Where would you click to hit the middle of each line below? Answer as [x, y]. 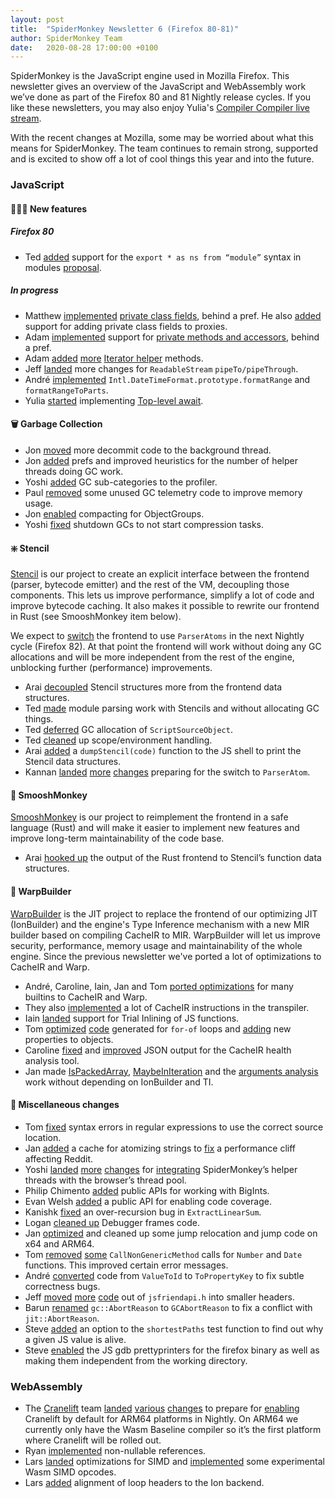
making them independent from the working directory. [136, 1360]
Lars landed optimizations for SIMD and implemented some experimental [174, 1462]
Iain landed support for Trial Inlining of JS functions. [132, 1018]
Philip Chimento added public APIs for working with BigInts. [147, 1190]
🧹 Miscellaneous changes [65, 1105]
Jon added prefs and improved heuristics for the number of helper [161, 460]
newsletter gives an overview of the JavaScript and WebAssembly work [158, 87]
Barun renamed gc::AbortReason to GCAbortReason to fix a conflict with [168, 1307]
